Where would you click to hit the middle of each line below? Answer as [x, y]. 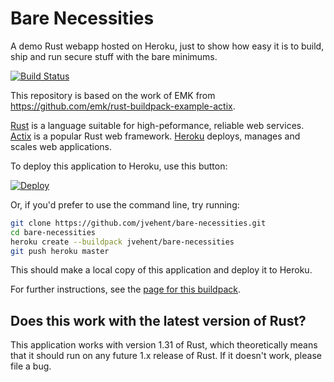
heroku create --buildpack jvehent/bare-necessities [122, 242]
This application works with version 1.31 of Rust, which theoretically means [164, 345]
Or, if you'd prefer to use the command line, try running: [125, 204]
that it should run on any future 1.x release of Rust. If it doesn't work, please [166, 356]
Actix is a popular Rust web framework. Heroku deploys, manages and [155, 136]
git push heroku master [60, 251]
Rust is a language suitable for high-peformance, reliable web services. [157, 125]
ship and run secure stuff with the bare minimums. [114, 56]
